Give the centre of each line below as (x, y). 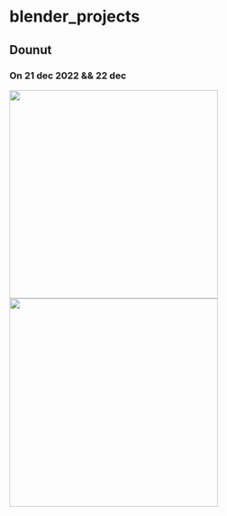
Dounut (31, 50)
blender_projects (75, 17)
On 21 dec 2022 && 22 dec (68, 76)
